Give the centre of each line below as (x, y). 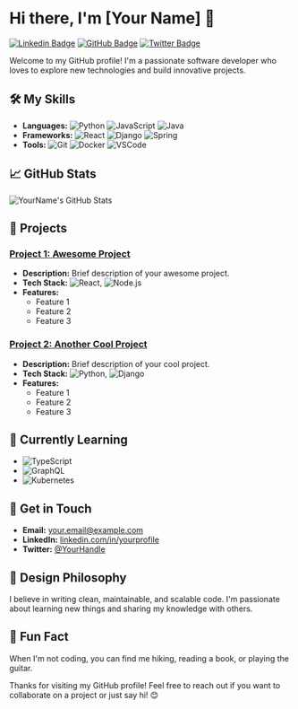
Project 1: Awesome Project (70, 253)
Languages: (45, 126)
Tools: (34, 144)
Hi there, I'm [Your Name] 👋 (112, 18)
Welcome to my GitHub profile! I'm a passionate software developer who (143, 60)
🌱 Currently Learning (68, 439)
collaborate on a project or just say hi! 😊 (84, 695)
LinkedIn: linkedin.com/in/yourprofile (90, 540)
